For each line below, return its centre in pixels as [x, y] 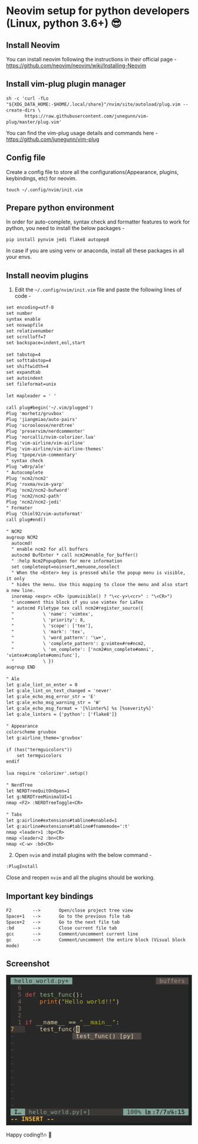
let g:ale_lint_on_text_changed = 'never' [59, 691]
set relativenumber [30, 331]
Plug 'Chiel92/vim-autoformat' [44, 514]
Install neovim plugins [47, 275]
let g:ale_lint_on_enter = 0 [42, 685]
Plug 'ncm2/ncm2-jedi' [34, 502]
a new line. [21, 591]
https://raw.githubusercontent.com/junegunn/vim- [87, 116]
